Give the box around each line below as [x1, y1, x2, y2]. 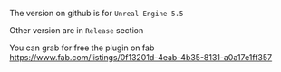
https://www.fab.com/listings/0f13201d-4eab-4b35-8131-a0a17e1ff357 [9, 52, 273, 62]
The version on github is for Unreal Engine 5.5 [9, 8, 184, 18]
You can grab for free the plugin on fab [9, 42, 155, 53]
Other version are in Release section [9, 25, 144, 35]
